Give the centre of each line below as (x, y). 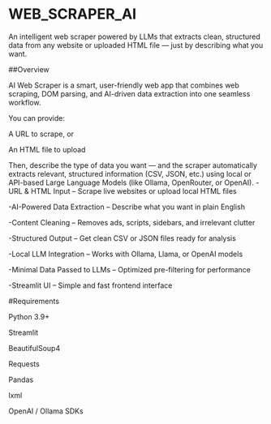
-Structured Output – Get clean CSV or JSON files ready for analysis (123, 238)
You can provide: (37, 118)
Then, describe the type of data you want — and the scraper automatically (133, 165)
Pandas (21, 379)
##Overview (29, 69)
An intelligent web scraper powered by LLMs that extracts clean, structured (135, 36)
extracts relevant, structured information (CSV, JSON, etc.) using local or (130, 173)
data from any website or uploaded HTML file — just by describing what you (136, 45)
